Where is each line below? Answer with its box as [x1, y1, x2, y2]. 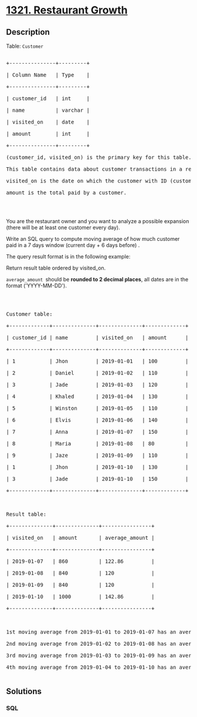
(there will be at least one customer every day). [6, 224, 120, 231]
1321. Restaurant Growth [6, 4, 128, 17]
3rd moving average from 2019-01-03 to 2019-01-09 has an [6, 652, 176, 659]
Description [6, 27, 50, 37]
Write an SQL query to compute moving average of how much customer [6, 235, 180, 242]
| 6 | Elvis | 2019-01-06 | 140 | [6, 417, 189, 423]
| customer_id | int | [6, 95, 90, 102]
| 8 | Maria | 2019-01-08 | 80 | [6, 440, 189, 447]
